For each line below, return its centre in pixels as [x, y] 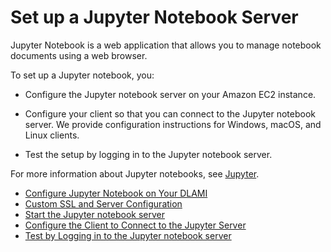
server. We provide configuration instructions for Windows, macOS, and [173, 124]
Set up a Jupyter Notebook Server [154, 17]
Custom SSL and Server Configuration [103, 203]
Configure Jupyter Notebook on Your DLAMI [116, 193]
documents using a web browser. [79, 55]
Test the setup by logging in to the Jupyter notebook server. [148, 154]
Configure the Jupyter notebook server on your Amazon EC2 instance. [170, 94]
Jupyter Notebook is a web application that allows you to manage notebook [166, 45]
